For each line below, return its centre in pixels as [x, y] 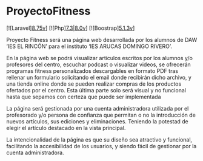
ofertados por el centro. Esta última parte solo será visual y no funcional [96, 90]
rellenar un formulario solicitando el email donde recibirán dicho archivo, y [99, 77]
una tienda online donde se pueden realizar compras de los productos [94, 84]
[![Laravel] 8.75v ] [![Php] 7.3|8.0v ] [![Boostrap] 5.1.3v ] [71, 28]
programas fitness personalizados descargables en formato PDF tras [92, 70]
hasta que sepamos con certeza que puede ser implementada [84, 97]
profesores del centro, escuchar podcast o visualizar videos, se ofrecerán [98, 64]
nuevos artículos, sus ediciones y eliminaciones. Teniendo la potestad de [98, 121]
